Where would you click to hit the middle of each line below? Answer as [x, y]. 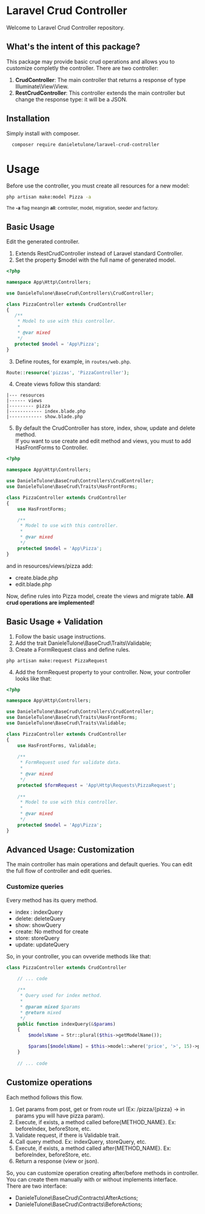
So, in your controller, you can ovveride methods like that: [79, 956]
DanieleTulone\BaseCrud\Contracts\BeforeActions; [79, 1204]
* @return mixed [41, 1012]
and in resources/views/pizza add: [50, 565]
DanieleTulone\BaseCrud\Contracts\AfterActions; [77, 1197]
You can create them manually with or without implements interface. [92, 1179]
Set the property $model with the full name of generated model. [95, 260]
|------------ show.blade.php [45, 417]
